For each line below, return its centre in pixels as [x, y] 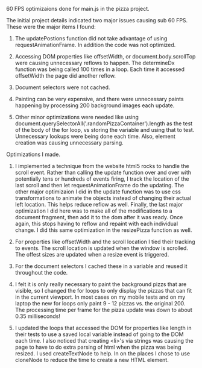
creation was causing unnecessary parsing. [69, 143]
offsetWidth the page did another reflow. [65, 76]
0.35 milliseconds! [37, 316]
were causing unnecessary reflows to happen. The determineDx [95, 63]
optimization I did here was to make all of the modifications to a [94, 211]
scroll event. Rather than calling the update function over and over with [103, 172]
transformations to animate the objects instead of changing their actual [103, 198]
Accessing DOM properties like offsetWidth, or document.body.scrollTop [105, 56]
